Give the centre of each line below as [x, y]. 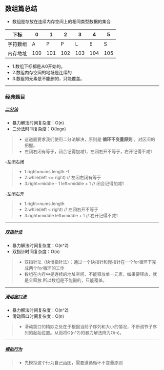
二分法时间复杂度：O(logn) [39, 129]
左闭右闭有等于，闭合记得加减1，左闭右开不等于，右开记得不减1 [88, 151]
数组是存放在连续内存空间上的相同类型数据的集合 [61, 21]
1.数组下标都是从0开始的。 [39, 66]
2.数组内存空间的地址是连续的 [42, 72]
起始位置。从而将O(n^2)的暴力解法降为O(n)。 [79, 332]
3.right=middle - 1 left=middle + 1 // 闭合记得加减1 [74, 183]
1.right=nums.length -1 [47, 171]
